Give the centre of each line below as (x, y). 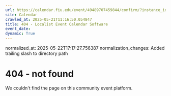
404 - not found (39, 74)
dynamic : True (20, 34)
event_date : (18, 29)
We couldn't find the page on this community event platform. (69, 88)
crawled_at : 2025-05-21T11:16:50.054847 (49, 19)
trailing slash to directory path (37, 53)
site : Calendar (21, 15)
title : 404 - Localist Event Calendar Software (57, 24)
